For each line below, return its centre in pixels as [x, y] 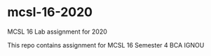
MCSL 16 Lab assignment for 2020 [57, 31]
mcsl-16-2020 [50, 12]
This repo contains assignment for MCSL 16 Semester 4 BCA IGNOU [106, 45]
